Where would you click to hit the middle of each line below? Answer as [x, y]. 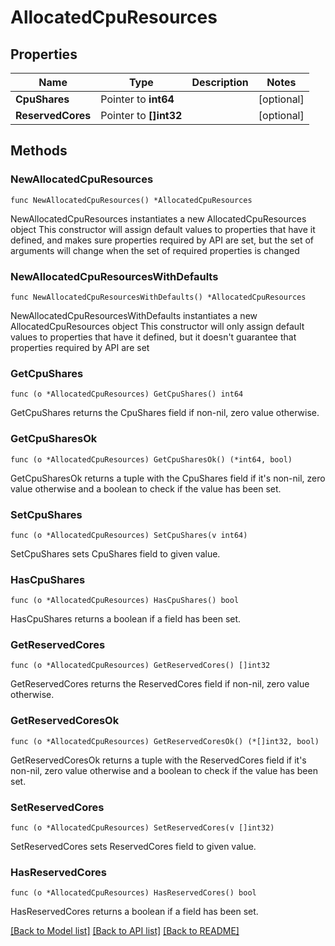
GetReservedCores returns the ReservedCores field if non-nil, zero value [160, 684]
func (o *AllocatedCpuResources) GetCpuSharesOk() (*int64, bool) [151, 459]
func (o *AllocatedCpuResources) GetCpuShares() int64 [127, 394]
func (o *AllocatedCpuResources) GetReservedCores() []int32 [140, 666]
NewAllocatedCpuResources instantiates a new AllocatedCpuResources [158, 218]
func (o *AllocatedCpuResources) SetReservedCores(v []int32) [142, 828]
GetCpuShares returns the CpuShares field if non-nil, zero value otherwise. [165, 413]
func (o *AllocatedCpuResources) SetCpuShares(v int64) [129, 535]
